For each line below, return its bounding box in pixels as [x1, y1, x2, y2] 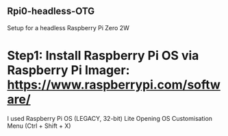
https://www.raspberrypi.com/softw [7, 77, 221, 92]
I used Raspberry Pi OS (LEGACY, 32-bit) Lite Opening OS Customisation [7, 114, 213, 122]
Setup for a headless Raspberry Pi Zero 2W [7, 23, 130, 32]
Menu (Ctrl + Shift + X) [7, 122, 71, 130]
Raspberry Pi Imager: [7, 63, 130, 78]
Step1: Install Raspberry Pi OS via [7, 48, 199, 63]
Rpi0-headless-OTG [7, 5, 95, 17]
